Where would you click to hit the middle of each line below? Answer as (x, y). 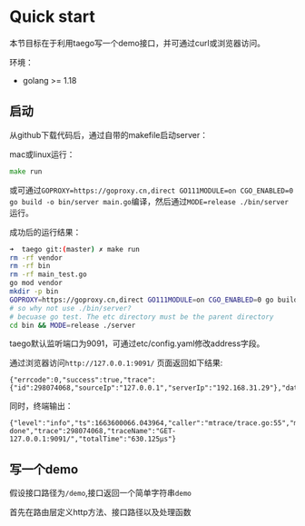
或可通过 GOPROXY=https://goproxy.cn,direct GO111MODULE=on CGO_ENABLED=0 (151, 190)
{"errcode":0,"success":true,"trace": (83, 380)
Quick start (52, 17)
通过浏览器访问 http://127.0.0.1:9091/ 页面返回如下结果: (116, 363)
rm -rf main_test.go (49, 274)
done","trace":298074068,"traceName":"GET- (93, 432)
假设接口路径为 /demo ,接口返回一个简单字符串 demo (101, 493)
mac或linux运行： (42, 154)
